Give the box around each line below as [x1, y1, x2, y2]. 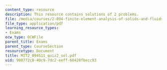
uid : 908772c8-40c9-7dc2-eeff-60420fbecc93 [5, 58, 97, 63]
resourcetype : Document [5, 48, 55, 53]
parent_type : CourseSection [5, 44, 64, 49]
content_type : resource [5, 7, 55, 12]
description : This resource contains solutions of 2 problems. [5, 12, 139, 17]
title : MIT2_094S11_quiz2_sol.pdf [5, 53, 77, 58]
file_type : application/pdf [5, 21, 64, 26]
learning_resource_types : [5, 26, 59, 31]
